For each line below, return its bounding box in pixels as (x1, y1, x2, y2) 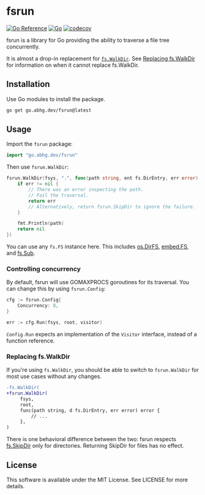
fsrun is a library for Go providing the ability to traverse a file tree (6, 36, 170, 43)
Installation (6, 79, 50, 89)
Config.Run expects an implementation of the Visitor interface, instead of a (6, 330, 197, 338)
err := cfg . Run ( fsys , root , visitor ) (6, 319, 103, 325)
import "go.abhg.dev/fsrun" (6, 152, 78, 159)
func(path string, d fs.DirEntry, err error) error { (20, 407, 160, 414)
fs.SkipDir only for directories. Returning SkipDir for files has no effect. (6, 442, 184, 450)
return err (28, 198, 56, 204)
